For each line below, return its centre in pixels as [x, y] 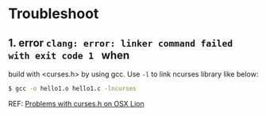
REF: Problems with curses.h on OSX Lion [76, 103]
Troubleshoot [54, 14]
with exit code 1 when [69, 55]
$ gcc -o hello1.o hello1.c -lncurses [72, 88]
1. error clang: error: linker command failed [121, 43]
